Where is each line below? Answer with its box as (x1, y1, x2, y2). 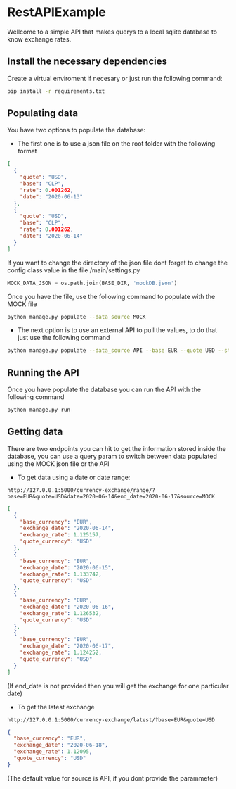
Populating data (7, 107, 79, 120)
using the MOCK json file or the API (7, 459, 110, 468)
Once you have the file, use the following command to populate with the (7, 292, 216, 301)
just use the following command (17, 334, 110, 342)
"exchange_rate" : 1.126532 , (20, 610, 102, 617)
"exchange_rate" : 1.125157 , (20, 531, 102, 538)
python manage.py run (7, 406, 71, 414)
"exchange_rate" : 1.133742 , (20, 571, 102, 578)
